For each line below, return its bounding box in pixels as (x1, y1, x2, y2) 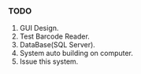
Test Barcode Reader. (19, 31, 91, 41)
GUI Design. (19, 24, 59, 33)
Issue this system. (19, 57, 79, 66)
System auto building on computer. (19, 49, 134, 58)
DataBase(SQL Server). (19, 40, 96, 50)
